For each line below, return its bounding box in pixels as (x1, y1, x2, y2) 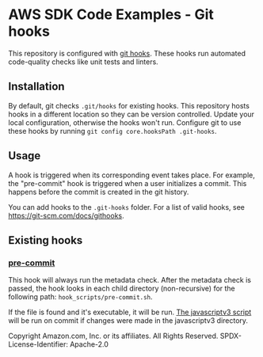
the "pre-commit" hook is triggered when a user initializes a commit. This (8, 178, 247, 188)
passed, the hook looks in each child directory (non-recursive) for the (8, 283, 235, 294)
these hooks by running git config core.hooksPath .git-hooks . (8, 126, 217, 135)
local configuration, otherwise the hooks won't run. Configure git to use (8, 117, 242, 127)
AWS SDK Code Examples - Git (8, 6, 214, 24)
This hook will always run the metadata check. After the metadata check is (8, 275, 252, 285)
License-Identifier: (8, 340, 69, 349)
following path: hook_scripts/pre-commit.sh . (8, 292, 153, 302)
